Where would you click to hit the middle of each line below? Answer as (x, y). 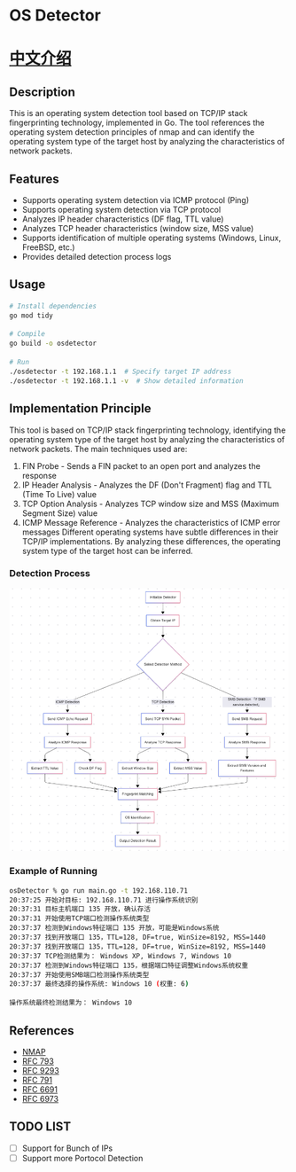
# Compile (27, 334)
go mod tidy (31, 316)
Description (42, 92)
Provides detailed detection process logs (97, 257)
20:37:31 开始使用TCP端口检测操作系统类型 (79, 918)
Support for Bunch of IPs (67, 1148)
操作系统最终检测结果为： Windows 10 (71, 1003)
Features (34, 179)
